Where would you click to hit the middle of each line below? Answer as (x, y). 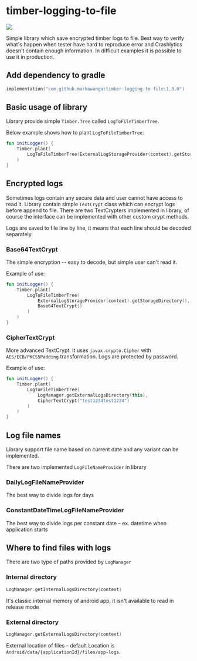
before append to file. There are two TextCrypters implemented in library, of (98, 210)
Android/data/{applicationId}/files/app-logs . (63, 652)
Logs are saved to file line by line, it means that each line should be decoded (98, 228)
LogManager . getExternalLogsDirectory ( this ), (93, 395)
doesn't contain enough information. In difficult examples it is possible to (94, 51)
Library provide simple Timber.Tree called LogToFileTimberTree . (83, 121)
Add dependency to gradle (56, 76)
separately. (20, 234)
